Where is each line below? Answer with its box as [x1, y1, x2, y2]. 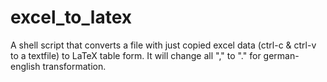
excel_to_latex [10, 6, 132, 29]
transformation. [42, 60, 107, 72]
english [10, 60, 41, 72]
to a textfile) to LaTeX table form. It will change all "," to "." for [10, 49, 262, 61]
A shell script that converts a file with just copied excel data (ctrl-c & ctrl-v [10, 39, 317, 51]
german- [263, 49, 300, 61]
